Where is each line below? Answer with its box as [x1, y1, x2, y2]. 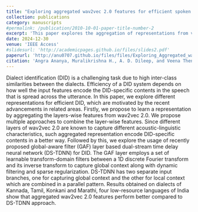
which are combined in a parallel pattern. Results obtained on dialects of [6, 180, 181, 187]
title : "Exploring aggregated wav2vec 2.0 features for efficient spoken [6, 8, 192, 15]
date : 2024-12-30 [6, 36, 49, 42]
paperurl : [6, 52, 31, 58]
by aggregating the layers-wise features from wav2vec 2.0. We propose [6, 111, 181, 118]
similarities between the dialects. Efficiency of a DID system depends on [6, 80, 181, 87]
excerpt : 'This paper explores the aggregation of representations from [6, 31, 189, 37]
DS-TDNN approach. [6, 199, 57, 206]
